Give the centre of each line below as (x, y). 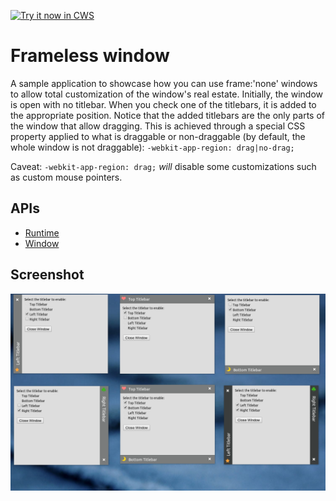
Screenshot (47, 275)
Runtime (42, 232)
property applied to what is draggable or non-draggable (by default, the (158, 136)
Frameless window (90, 56)
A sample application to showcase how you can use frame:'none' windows (164, 83)
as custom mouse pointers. (66, 177)
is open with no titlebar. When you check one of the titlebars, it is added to (163, 104)
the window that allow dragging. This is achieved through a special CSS (158, 126)
